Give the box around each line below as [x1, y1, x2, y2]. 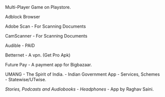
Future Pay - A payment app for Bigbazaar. [5, 62, 92, 67]
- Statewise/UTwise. [5, 77, 46, 82]
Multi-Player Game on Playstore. [5, 4, 71, 10]
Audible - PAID [5, 43, 35, 48]
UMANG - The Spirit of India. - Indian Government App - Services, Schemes [5, 71, 160, 77]
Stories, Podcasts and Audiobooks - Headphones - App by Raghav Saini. [5, 86, 154, 92]
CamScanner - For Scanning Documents [5, 33, 87, 39]
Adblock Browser [5, 14, 41, 19]
